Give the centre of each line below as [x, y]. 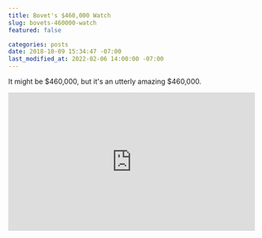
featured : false [35, 30]
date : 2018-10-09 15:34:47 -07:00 [65, 52]
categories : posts [38, 44]
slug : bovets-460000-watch [52, 23]
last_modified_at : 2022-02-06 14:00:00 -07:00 [86, 59]
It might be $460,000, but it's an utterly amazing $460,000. [105, 81]
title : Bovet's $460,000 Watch [60, 15]
